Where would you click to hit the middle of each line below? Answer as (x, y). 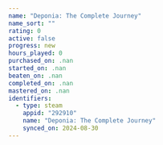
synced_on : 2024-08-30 (61, 128)
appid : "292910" (50, 114)
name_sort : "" (32, 23)
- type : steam (39, 106)
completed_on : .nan (41, 83)
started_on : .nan (37, 68)
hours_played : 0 (35, 53)
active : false (32, 38)
